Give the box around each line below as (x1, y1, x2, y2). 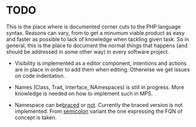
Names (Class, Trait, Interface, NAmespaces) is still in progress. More (14, 83, 185, 90)
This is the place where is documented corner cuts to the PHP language (6, 23, 181, 30)
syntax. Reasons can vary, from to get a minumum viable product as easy (6, 29, 185, 36)
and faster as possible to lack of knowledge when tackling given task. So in (6, 35, 189, 43)
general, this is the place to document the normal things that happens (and (6, 42, 188, 49)
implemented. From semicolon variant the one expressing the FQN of (14, 108, 183, 115)
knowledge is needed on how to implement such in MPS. (14, 90, 153, 97)
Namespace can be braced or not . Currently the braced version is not (14, 101, 183, 108)
